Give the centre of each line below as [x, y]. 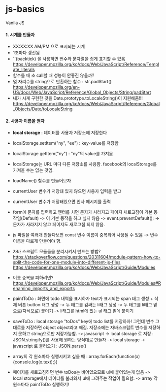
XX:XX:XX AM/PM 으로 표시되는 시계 [49, 47]
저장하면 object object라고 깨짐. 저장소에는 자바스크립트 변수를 [86, 327]
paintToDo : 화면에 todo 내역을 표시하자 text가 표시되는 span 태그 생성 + [83, 298]
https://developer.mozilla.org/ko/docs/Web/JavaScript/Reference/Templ [86, 65]
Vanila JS [15, 23]
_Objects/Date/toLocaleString [43, 109]
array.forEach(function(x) [114, 357]
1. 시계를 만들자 [20, 34]
